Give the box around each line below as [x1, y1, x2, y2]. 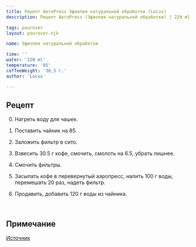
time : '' [6, 51, 28, 58]
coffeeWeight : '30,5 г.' [6, 68, 67, 74]
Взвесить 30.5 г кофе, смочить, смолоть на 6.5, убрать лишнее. [14, 150, 175, 157]
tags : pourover [6, 25, 43, 31]
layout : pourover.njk [6, 30, 59, 36]
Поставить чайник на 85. [14, 127, 77, 134]
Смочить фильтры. [14, 161, 62, 168]
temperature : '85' [6, 62, 51, 68]
